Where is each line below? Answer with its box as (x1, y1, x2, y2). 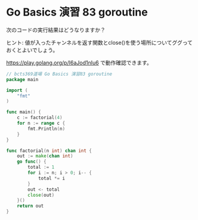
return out (17, 203, 44, 209)
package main (6, 76, 39, 82)
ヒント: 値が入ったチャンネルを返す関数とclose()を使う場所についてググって (6, 39, 193, 46)
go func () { (17, 159, 47, 165)
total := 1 (27, 165, 55, 171)
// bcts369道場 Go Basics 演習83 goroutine (6, 71, 112, 77)
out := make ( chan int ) (17, 153, 73, 159)
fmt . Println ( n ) (27, 126, 66, 132)
